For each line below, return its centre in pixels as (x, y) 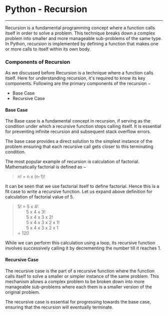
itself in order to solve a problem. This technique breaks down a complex (80, 33)
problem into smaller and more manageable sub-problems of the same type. (84, 38)
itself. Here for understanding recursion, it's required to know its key (75, 78)
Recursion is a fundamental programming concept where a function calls (80, 27)
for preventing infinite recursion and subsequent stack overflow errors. (78, 131)
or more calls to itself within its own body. (48, 49)
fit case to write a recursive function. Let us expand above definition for (79, 191)
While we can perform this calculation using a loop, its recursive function (80, 243)
